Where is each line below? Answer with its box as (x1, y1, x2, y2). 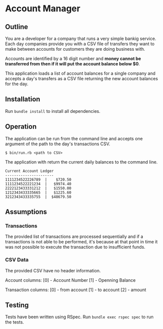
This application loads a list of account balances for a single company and (5, 70, 156, 76)
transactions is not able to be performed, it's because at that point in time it (5, 239, 158, 245)
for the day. (5, 81, 29, 87)
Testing (5, 301, 29, 309)
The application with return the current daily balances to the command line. (5, 159, 158, 165)
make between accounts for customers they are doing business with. (5, 46, 145, 52)
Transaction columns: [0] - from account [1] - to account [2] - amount (5, 287, 146, 293)
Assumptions (5, 208, 47, 216)
